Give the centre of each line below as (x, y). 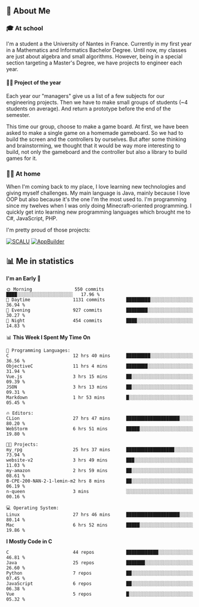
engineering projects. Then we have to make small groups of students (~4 (97, 102)
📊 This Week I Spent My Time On (48, 337)
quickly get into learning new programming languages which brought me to (98, 212)
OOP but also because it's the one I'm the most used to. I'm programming (96, 199)
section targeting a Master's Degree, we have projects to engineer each (94, 63)
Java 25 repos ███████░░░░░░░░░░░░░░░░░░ (100, 563)
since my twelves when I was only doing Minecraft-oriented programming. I (99, 206)
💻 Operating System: (33, 508)
